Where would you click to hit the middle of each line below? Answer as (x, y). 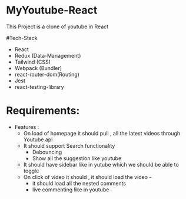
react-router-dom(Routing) (47, 74)
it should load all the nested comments (79, 183)
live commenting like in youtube (71, 190)
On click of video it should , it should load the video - (87, 177)
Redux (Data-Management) (48, 55)
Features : (27, 127)
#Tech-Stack (22, 38)
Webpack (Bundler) (38, 68)
